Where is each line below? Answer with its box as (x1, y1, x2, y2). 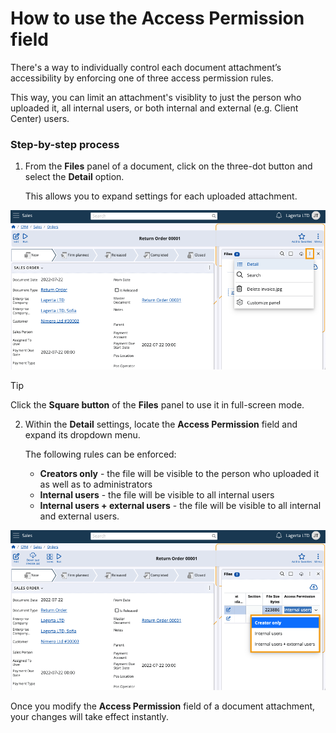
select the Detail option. (24, 171, 125, 183)
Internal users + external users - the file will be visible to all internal (39, 500, 322, 512)
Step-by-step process (10, 137, 120, 151)
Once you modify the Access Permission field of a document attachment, (10, 700, 316, 712)
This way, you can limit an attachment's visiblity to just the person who (10, 91, 302, 103)
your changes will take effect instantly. (10, 710, 169, 722)
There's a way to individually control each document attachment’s (10, 61, 282, 73)
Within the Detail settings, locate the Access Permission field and (24, 418, 298, 431)
